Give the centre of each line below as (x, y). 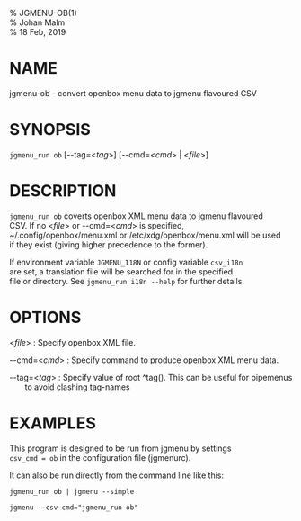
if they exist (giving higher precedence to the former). (109, 244)
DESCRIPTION (63, 191)
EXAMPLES (53, 423)
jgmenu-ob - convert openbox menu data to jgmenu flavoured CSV (133, 93)
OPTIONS (45, 318)
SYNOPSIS (50, 130)
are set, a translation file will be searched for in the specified (121, 271)
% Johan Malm (37, 22)
